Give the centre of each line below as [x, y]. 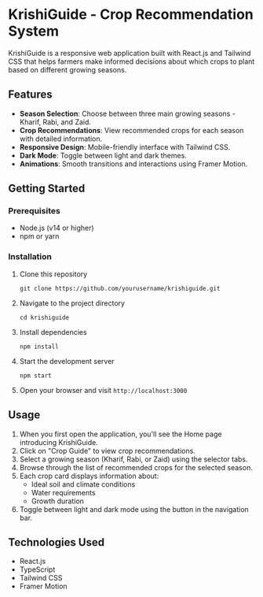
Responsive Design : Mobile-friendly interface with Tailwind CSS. [125, 146]
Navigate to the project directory [72, 303]
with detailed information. [61, 139]
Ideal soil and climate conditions [83, 484]
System [34, 31]
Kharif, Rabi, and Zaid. [55, 122]
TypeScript [37, 569]
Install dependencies [53, 332]
